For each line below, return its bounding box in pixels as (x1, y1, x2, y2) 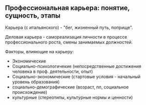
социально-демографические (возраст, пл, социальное (12, 84, 129, 90)
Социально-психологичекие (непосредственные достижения (12, 63, 142, 69)
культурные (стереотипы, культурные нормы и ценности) (12, 94, 133, 100)
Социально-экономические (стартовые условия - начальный (12, 73, 141, 80)
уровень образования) (12, 79, 60, 84)
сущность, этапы (5, 12, 61, 20)
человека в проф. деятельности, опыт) (12, 68, 93, 74)
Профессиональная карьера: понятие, (5, 4, 130, 12)
